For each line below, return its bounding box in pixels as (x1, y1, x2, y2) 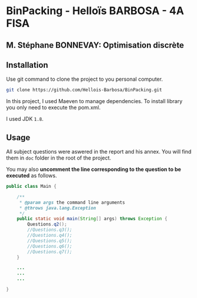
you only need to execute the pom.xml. (6, 104, 101, 111)
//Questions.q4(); (27, 233, 73, 239)
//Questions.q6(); (27, 243, 73, 249)
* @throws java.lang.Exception (19, 205, 96, 211)
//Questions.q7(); (27, 249, 73, 254)
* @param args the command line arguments (19, 199, 126, 206)
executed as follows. (6, 172, 57, 179)
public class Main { (6, 184, 57, 190)
